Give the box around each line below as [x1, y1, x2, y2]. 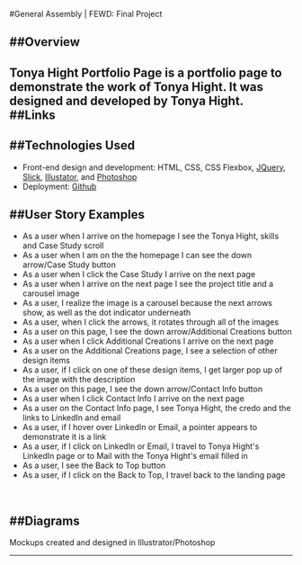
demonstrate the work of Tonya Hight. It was [9, 79, 263, 94]
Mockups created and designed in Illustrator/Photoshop [9, 537, 216, 548]
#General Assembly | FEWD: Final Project [9, 9, 163, 19]
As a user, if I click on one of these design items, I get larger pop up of [22, 364, 283, 375]
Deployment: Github [22, 181, 97, 192]
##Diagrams [9, 513, 80, 528]
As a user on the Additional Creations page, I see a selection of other [22, 345, 278, 356]
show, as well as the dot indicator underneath [22, 307, 191, 318]
